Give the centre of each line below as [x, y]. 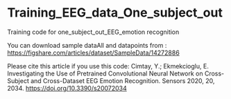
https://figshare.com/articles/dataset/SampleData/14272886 [94, 53]
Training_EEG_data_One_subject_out [115, 13]
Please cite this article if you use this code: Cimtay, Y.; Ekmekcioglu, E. [108, 66]
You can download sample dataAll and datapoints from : [87, 45]
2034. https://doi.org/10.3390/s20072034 [67, 88]
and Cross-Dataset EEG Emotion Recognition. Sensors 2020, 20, [122, 80]
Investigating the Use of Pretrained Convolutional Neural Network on [105, 73]
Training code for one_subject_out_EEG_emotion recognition [93, 32]
